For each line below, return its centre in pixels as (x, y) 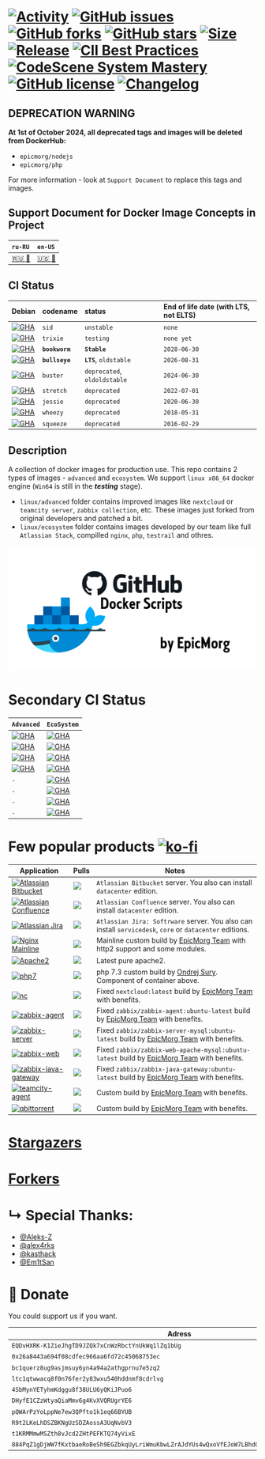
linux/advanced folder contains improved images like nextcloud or (127, 501)
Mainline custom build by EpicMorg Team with (171, 940)
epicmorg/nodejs (46, 157)
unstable (99, 327)
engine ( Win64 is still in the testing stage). (76, 486)
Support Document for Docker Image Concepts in (132, 213)
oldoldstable (106, 380)
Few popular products (82, 847)
